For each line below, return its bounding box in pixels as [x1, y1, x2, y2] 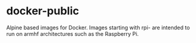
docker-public [6, 4, 79, 18]
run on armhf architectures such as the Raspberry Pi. [6, 30, 139, 37]
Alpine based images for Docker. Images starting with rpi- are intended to [6, 24, 190, 31]
